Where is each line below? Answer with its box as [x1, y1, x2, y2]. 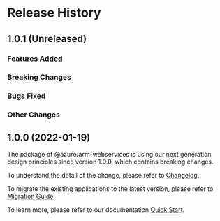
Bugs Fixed [7, 91, 46, 101]
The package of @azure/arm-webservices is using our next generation [7, 150, 212, 159]
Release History [7, 5, 101, 21]
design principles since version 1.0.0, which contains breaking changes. [7, 157, 214, 166]
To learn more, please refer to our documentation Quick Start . [7, 206, 185, 214]
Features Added [7, 54, 63, 64]
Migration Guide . [7, 192, 56, 201]
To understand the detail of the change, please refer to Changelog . [7, 171, 200, 180]
